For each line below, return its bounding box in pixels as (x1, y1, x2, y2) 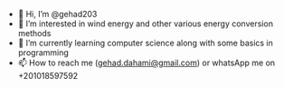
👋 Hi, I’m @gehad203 (17, 9, 98, 19)
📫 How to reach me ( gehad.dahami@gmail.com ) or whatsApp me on (17, 57, 276, 68)
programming (17, 47, 70, 58)
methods (17, 28, 52, 38)
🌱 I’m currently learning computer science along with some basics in (17, 37, 274, 48)
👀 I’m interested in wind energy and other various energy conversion (17, 18, 274, 29)
